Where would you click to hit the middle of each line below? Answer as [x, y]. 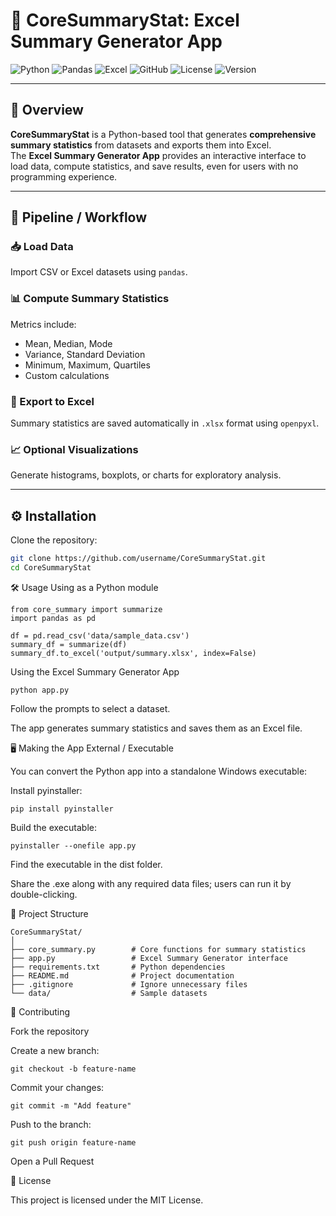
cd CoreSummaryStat [51, 568]
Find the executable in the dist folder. [86, 864]
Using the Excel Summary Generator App [95, 671]
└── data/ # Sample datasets [109, 993]
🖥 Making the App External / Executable [92, 748]
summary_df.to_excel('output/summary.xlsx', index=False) [133, 653]
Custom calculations [67, 375]
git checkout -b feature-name [73, 1069]
